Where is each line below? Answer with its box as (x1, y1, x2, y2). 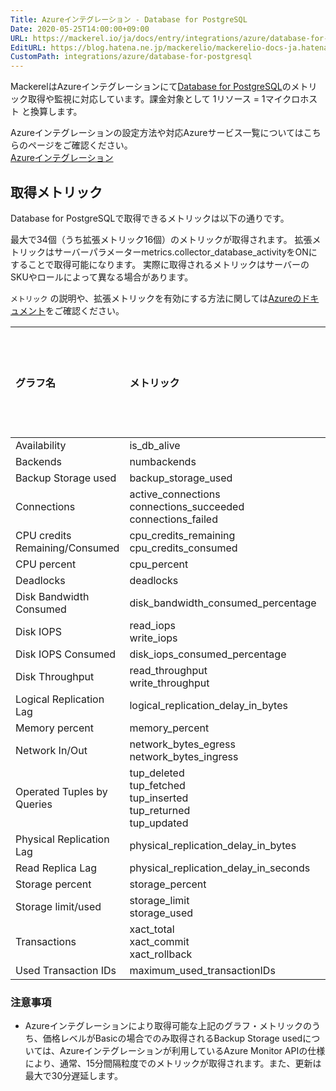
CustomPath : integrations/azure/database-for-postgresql (10, 52, 253, 62)
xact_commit (129, 934, 190, 948)
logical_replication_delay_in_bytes (129, 698, 288, 712)
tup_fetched (129, 778, 186, 792)
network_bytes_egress (129, 737, 236, 751)
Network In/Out (15, 743, 88, 757)
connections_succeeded (129, 499, 245, 513)
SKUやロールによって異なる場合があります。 (10, 271, 194, 283)
